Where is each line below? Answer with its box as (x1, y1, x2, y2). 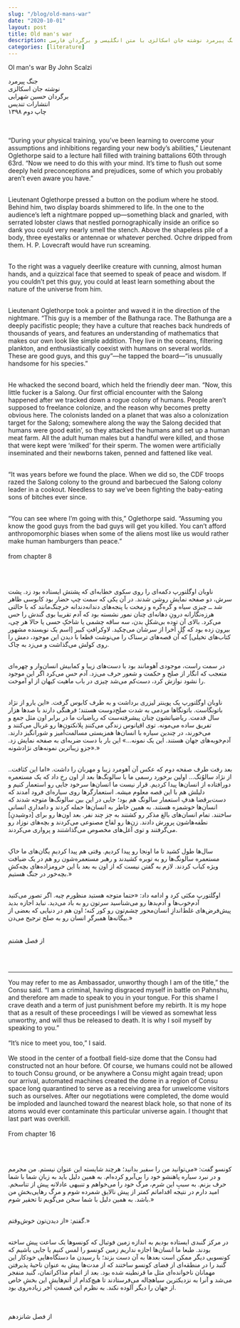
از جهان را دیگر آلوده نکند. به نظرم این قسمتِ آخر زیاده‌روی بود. (8, 1283, 177, 1292)
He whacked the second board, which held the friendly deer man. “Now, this (8, 380, 232, 389)
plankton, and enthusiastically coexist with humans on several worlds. (8, 344, 213, 353)
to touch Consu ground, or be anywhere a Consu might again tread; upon (8, 1069, 224, 1077)
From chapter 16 (8, 1130, 56, 1138)
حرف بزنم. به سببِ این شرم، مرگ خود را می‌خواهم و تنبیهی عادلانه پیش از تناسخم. (8, 1180, 226, 1188)
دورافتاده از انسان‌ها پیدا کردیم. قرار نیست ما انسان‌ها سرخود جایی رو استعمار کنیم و (8, 780, 231, 788)
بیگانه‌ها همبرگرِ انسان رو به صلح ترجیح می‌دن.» (8, 913, 133, 922)
